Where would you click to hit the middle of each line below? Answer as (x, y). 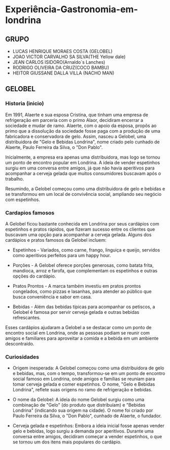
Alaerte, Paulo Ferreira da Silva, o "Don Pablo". (54, 147)
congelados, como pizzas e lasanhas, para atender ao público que (82, 291)
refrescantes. (27, 317)
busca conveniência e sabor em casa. (52, 296)
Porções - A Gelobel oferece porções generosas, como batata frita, (83, 265)
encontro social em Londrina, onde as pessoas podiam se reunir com (78, 333)
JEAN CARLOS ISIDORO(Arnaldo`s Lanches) (59, 62)
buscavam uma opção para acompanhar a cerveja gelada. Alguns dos (78, 234)
